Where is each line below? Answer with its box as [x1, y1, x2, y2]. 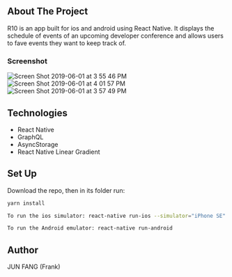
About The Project [7, 6, 88, 17]
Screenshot [7, 56, 47, 65]
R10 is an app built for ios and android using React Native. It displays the [7, 24, 215, 32]
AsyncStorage [17, 140, 59, 148]
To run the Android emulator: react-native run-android [7, 225, 173, 232]
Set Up [7, 168, 37, 180]
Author [7, 244, 38, 256]
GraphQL [17, 132, 44, 141]
